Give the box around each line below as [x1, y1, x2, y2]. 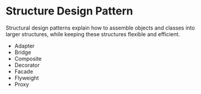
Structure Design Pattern [5, 4, 133, 18]
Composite [14, 55, 42, 62]
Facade [14, 67, 34, 75]
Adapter [14, 42, 35, 49]
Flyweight [14, 74, 39, 81]
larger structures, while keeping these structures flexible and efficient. [5, 30, 180, 37]
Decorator [14, 61, 40, 69]
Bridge [14, 48, 31, 55]
